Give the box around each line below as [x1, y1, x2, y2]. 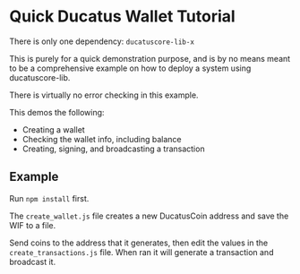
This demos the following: [9, 107, 105, 117]
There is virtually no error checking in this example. [9, 90, 199, 100]
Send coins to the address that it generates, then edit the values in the [9, 237, 269, 248]
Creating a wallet [21, 124, 85, 135]
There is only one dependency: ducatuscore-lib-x [9, 36, 195, 47]
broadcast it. [9, 256, 56, 267]
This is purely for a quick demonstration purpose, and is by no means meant [9, 53, 291, 64]
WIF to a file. [9, 219, 56, 230]
